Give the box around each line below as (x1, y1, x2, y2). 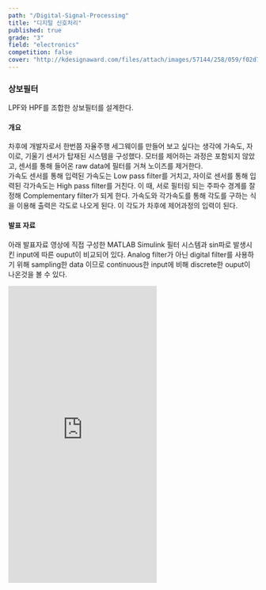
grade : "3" (8, 33, 44, 42)
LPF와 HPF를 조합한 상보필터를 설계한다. (8, 103, 134, 112)
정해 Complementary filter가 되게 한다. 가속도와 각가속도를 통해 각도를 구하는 (8, 191, 249, 200)
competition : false (8, 48, 73, 56)
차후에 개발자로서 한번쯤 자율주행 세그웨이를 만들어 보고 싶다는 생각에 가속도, (8, 142, 245, 151)
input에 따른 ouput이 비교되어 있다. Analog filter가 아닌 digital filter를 (16, 249, 234, 259)
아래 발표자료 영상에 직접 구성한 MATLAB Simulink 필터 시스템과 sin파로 (8, 239, 232, 249)
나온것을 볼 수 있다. (8, 269, 67, 279)
